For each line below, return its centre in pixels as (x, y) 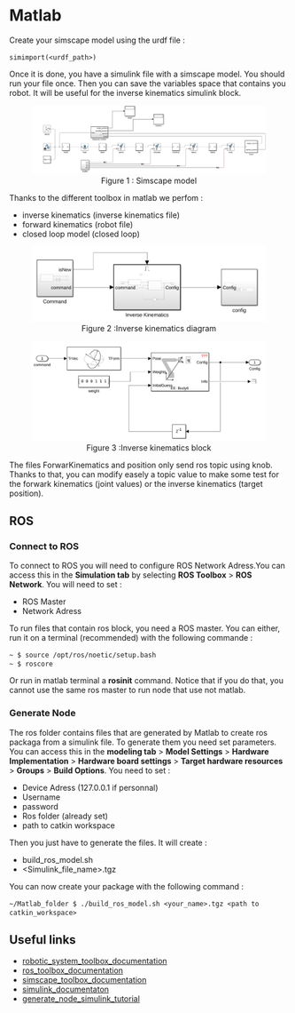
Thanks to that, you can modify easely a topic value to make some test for (144, 474)
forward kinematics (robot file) (78, 224)
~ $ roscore (31, 664)
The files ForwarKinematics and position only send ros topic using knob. (141, 465)
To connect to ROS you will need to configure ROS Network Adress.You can (147, 566)
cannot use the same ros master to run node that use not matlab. (128, 690)
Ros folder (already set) (65, 816)
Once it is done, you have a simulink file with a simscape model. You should (147, 74)
